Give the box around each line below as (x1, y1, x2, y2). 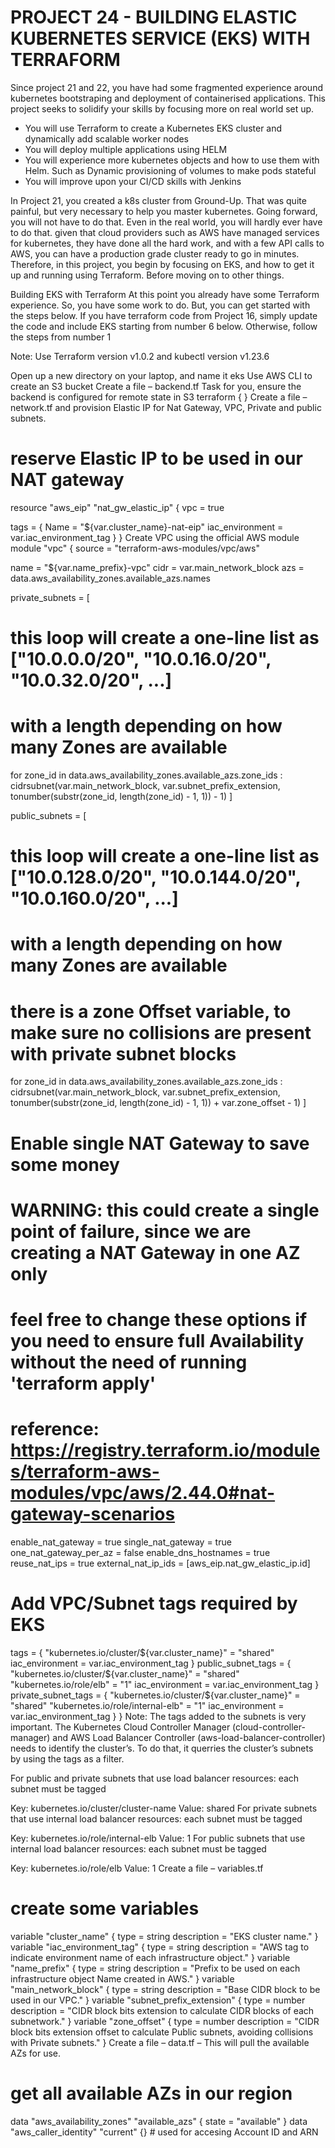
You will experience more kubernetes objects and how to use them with (24, 154, 320, 166)
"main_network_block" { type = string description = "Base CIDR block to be (10, 1983, 321, 1995)
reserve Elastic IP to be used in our (10, 447, 303, 470)
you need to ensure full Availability (10, 1329, 305, 1352)
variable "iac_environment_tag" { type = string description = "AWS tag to (10, 1941, 310, 1953)
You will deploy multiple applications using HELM (24, 143, 228, 155)
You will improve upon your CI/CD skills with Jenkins (24, 175, 242, 187)
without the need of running (10, 1351, 248, 1373)
